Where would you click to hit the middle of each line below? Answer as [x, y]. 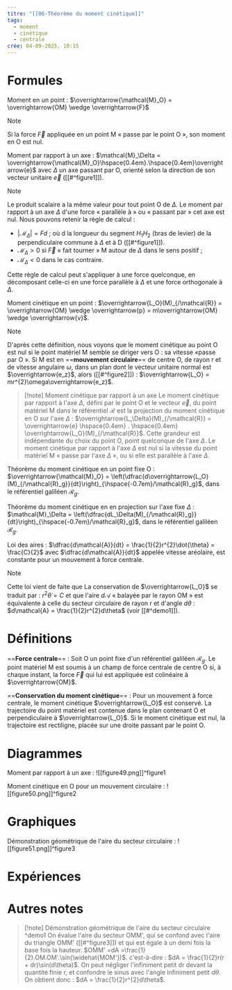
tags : [15, 20]
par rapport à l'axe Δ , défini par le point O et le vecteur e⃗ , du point [120, 403]
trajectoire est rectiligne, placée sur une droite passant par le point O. [106, 725]
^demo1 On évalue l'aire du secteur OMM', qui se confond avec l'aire [122, 936]
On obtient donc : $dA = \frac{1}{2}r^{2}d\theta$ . [94, 980]
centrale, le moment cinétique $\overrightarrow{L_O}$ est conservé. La [109, 703]
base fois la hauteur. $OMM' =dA [72, 950]
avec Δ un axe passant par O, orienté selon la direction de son [126, 170]
